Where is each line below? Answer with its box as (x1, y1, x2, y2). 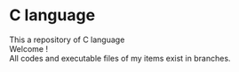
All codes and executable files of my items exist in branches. (9, 53, 231, 63)
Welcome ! (9, 43, 49, 54)
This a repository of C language (9, 34, 125, 45)
